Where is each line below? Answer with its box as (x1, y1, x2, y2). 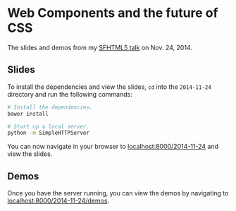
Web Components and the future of (7, 5, 218, 21)
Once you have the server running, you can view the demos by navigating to (7, 189, 229, 198)
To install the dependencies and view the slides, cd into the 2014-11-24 (7, 83, 211, 91)
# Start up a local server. (7, 123, 90, 130)
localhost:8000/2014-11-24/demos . (7, 196, 110, 205)
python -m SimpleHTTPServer (7, 129, 90, 137)
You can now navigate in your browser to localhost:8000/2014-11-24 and (7, 143, 219, 151)
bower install (7, 110, 49, 117)
